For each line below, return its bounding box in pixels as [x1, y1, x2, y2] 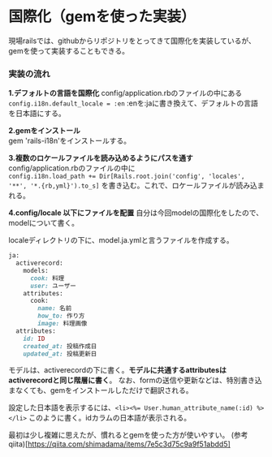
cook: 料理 [29, 274, 65, 282]
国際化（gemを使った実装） [8, 7, 196, 26]
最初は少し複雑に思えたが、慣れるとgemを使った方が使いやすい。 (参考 [8, 430, 248, 440]
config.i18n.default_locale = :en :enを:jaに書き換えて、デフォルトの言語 [8, 98, 258, 108]
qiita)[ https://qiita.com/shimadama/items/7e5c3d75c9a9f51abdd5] [8, 439, 231, 449]
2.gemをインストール [8, 126, 81, 136]
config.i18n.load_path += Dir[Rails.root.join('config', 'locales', [8, 172, 245, 181]
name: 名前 [37, 304, 72, 313]
